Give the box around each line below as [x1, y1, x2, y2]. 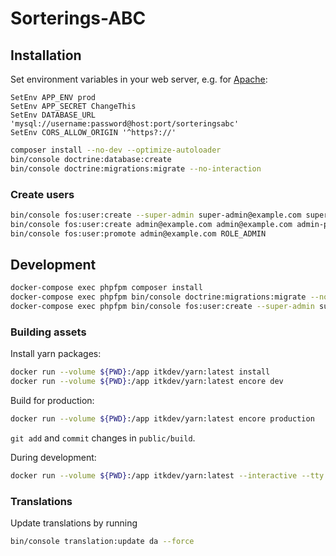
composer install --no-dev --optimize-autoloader [10, 145, 222, 155]
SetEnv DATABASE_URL [10, 110, 97, 120]
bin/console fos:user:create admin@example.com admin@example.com [10, 219, 293, 229]
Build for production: [10, 395, 95, 407]
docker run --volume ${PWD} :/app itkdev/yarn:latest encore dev [10, 377, 284, 387]
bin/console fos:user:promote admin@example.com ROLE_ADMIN [10, 228, 267, 239]
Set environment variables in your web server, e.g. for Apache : [10, 73, 268, 85]
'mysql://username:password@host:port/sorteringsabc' [10, 119, 240, 129]
